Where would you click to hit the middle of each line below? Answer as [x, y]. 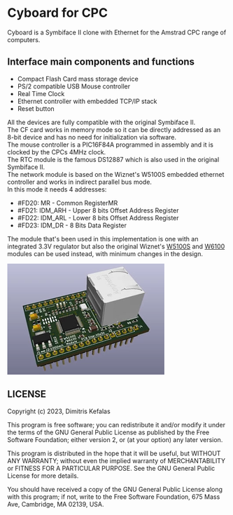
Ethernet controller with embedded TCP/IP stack [87, 101]
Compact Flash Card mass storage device [78, 79]
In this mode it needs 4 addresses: [57, 189]
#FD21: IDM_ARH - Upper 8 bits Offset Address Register [98, 210]
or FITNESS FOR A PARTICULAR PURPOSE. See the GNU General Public [111, 468]
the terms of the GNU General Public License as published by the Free [108, 432]
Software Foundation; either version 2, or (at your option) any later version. [115, 439]
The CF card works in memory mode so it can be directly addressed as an [114, 129]
